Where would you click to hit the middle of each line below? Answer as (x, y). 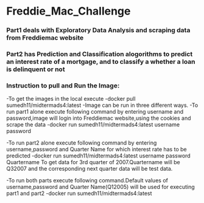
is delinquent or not (36, 69)
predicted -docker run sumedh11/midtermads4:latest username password (98, 156)
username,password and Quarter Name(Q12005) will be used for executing (100, 187)
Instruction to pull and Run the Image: (63, 85)
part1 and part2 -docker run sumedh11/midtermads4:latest (79, 193)
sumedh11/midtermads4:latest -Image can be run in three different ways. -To (102, 105)
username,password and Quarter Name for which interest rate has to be (97, 150)
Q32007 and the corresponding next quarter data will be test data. (90, 169)
